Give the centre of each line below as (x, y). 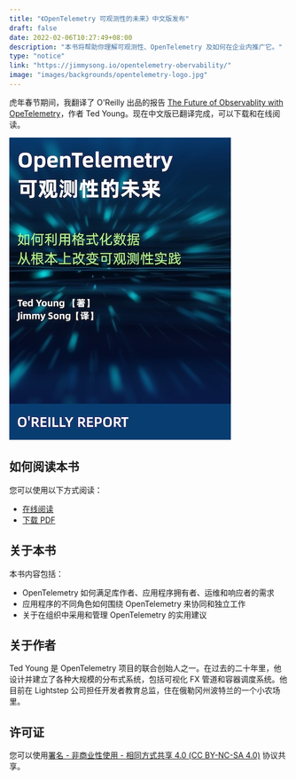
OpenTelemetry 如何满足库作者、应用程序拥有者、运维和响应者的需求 (148, 592)
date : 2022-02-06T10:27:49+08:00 (71, 37)
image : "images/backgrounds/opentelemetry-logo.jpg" (109, 75)
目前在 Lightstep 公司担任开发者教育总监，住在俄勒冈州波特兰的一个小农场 (145, 690)
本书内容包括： (36, 573)
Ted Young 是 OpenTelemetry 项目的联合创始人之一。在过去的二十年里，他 (145, 668)
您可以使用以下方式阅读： (56, 490)
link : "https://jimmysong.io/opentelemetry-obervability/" (121, 66)
